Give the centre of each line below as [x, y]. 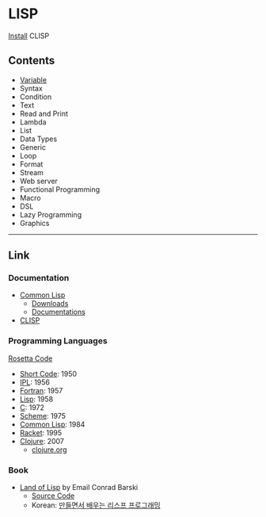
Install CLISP [29, 36]
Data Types [38, 139]
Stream [31, 172]
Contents [32, 61]
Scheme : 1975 [42, 416]
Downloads [50, 304]
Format [31, 164]
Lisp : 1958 [36, 399]
